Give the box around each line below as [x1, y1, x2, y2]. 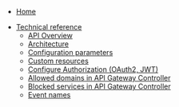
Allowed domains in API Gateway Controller [27, 73, 171, 82]
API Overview [27, 31, 74, 40]
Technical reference [15, 22, 82, 31]
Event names [27, 90, 71, 99]
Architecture [27, 39, 70, 49]
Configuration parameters [27, 48, 113, 57]
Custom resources [27, 56, 89, 65]
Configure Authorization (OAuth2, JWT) [27, 65, 158, 74]
